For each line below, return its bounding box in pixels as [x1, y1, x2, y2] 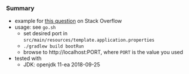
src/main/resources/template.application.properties [23, 37, 155, 43]
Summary [6, 4, 35, 12]
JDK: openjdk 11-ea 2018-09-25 [23, 61, 101, 68]
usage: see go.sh [14, 23, 56, 31]
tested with [14, 55, 42, 62]
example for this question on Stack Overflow [14, 18, 122, 25]
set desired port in [23, 30, 68, 37]
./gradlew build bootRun [23, 43, 84, 49]
